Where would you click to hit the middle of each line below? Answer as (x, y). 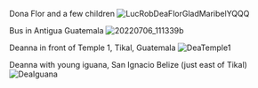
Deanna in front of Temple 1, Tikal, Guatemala (93, 48)
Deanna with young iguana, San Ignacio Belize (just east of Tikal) (128, 65)
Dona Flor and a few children (62, 14)
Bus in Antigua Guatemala (56, 30)
